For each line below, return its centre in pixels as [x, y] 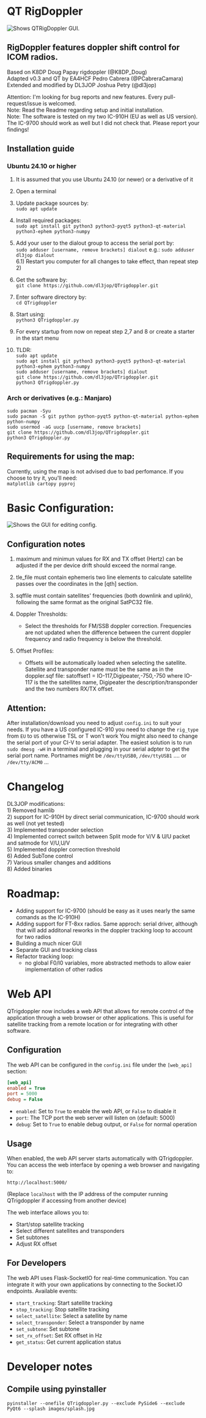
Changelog [35, 787]
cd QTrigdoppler [36, 303]
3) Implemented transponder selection [55, 830]
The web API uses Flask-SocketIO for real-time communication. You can [98, 1278]
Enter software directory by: [51, 297]
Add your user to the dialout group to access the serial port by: [95, 243]
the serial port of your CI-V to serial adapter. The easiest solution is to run [99, 743]
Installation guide [41, 149]
